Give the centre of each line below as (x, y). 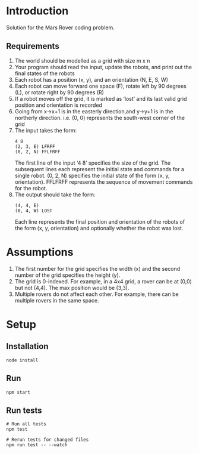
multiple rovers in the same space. (57, 300)
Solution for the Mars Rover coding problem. (60, 27)
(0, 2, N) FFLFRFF (37, 152)
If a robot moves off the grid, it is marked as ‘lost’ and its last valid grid (101, 98)
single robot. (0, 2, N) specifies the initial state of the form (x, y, (92, 175)
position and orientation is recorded (59, 105)
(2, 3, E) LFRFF (35, 146)
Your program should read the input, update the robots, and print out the (103, 67)
